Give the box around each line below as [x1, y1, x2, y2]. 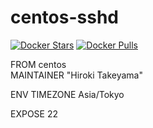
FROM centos [10, 58, 67, 70]
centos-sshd [10, 6, 119, 29]
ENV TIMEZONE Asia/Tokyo [10, 88, 125, 100]
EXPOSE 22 [10, 107, 59, 120]
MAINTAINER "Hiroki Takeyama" [10, 69, 143, 81]
